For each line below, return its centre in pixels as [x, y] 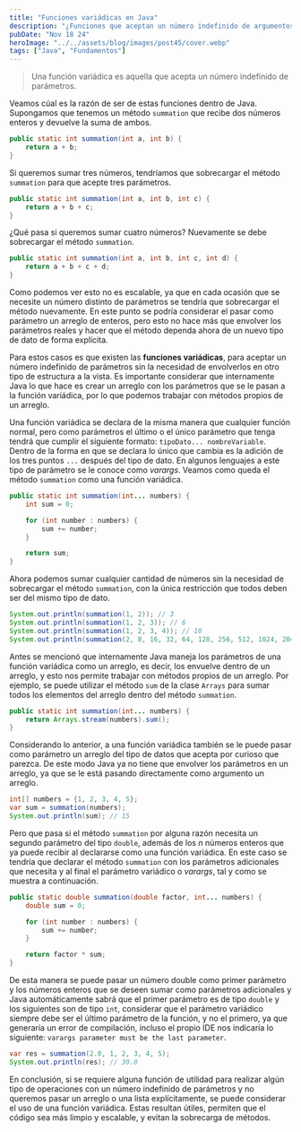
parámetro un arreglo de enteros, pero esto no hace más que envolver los [146, 321]
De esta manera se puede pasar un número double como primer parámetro [148, 980]
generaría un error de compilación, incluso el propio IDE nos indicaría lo [142, 1028]
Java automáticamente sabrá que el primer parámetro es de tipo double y [144, 999]
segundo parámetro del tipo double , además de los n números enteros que [147, 842]
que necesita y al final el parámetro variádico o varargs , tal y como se [138, 871]
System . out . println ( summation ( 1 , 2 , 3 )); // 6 [98, 623]
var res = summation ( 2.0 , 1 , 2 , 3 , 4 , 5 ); [90, 1054]
